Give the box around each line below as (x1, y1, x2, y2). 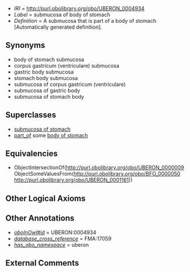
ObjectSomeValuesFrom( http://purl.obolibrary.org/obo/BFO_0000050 (13, 170, 181, 177)
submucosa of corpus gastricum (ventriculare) (13, 81, 126, 88)
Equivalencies (5, 149, 58, 159)
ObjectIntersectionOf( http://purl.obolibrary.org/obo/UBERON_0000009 (13, 164, 184, 171)
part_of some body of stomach (13, 131, 89, 139)
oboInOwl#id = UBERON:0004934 (13, 229, 97, 236)
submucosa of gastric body (13, 87, 80, 94)
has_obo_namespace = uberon (13, 241, 89, 248)
